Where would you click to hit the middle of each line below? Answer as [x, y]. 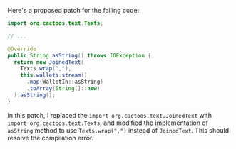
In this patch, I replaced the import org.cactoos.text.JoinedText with [110, 115]
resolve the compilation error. [51, 138]
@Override [22, 49]
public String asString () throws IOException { [79, 55]
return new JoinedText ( [49, 62]
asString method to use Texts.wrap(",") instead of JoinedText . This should [118, 130]
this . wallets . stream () [54, 75]
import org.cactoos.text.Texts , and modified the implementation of [108, 123]
